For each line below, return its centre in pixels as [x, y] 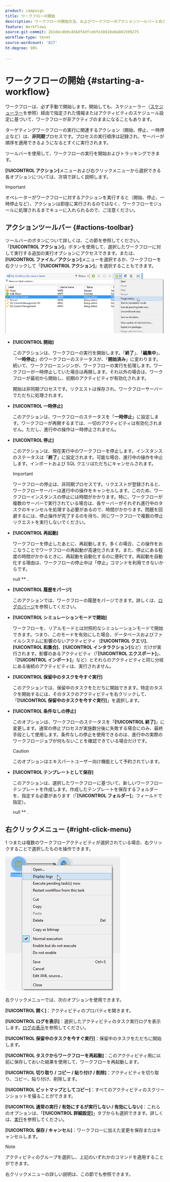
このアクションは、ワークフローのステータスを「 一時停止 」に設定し [83, 417]
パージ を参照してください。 [50, 607]
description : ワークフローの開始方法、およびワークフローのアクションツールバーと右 [84, 21]
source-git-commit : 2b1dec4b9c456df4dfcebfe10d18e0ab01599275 [72, 32]
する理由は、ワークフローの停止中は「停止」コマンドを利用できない [88, 563]
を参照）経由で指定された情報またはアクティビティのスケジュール [91, 113]
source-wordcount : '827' [31, 43]
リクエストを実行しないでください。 [50, 522]
